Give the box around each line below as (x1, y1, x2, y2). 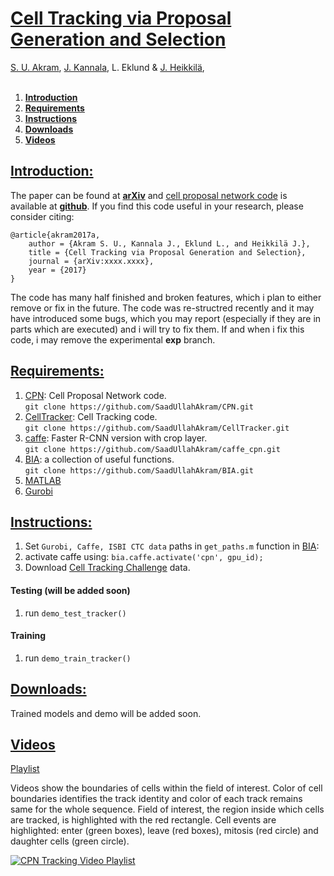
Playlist (10, 763, 40, 775)
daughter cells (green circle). (10, 835, 130, 847)
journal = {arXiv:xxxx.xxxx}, (28, 256, 155, 266)
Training (10, 630, 47, 642)
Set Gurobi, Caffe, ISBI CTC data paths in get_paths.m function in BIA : (24, 540, 320, 552)
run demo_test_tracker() (24, 607, 127, 619)
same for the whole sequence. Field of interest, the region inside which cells (10, 803, 325, 816)
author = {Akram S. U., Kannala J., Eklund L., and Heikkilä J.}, (28, 238, 311, 249)
